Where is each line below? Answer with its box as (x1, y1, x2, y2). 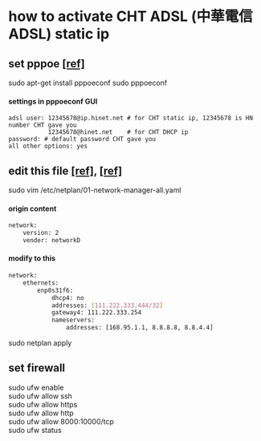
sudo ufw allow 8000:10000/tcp (8, 416, 115, 426)
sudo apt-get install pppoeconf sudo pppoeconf (8, 78, 168, 87)
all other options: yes (8, 142, 88, 151)
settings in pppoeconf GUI (8, 96, 98, 106)
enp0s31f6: (37, 286, 74, 294)
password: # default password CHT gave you (8, 136, 157, 144)
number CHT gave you (8, 121, 78, 129)
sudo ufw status (8, 425, 62, 435)
